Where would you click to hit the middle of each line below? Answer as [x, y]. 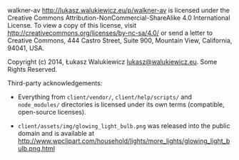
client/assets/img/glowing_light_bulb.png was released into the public [124, 126]
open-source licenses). [52, 112]
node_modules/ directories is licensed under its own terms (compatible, [121, 105]
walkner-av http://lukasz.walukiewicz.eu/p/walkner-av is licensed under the [118, 10]
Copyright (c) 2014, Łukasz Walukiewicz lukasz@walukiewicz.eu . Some [112, 62]
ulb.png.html [36, 148]
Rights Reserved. [32, 69]
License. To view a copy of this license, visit [72, 25]
